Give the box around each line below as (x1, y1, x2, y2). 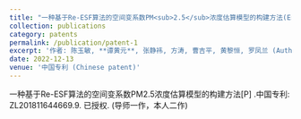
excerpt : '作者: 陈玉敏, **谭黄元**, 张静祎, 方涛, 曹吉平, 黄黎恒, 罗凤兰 (9, 47, 269, 55)
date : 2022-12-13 (9, 55, 74, 64)
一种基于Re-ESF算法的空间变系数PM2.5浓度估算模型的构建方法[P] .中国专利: (9, 89, 290, 99)
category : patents (9, 30, 78, 38)
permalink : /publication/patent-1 (9, 38, 139, 47)
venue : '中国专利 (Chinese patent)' (9, 64, 141, 72)
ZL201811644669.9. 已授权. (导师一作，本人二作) (9, 99, 188, 110)
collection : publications (9, 21, 106, 30)
